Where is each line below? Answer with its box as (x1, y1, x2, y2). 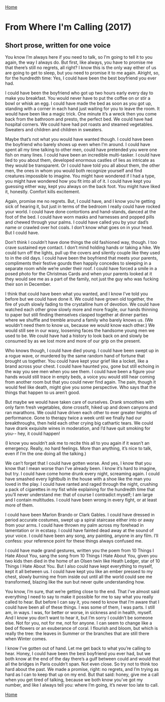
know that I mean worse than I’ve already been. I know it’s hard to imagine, (5, 466, 157, 471)
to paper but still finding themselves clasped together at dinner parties (5, 312, 148, 317)
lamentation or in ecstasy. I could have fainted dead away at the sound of (5, 528, 154, 533)
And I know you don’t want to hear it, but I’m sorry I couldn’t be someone (5, 615, 153, 621)
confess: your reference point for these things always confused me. (5, 538, 143, 544)
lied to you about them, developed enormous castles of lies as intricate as (5, 157, 155, 163)
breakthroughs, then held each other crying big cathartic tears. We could (5, 420, 154, 426)
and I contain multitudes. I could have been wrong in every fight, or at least (5, 497, 157, 503)
